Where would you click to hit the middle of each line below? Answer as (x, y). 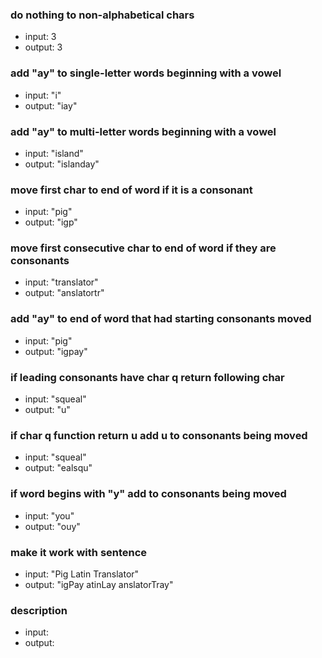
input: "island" (54, 153)
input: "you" (49, 515)
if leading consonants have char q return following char (147, 377)
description (39, 610)
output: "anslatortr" (64, 293)
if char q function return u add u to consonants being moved (159, 435)
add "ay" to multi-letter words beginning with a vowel (143, 131)
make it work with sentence (79, 552)
